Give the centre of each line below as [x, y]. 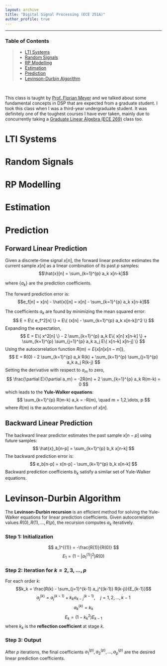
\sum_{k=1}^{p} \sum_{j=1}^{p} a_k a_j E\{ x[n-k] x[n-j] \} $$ [83, 341]
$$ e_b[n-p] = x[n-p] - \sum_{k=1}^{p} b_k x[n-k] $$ [83, 464]
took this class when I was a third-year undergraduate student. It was [76, 108]
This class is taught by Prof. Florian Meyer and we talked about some [76, 98]
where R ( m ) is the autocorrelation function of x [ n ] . [57, 407]
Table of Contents [27, 41]
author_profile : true [28, 19]
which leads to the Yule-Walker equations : [49, 392]
